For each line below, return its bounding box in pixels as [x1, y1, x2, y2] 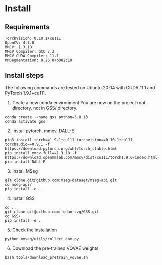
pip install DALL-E [5, 159, 46, 164]
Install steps [5, 71, 44, 80]
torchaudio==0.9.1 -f [5, 142, 50, 147]
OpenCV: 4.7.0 [5, 40, 35, 45]
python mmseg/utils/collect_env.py [5, 236, 79, 241]
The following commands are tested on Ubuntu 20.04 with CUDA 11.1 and [5, 84, 155, 90]
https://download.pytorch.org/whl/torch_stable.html [5, 146, 117, 151]
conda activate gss [5, 119, 46, 124]
